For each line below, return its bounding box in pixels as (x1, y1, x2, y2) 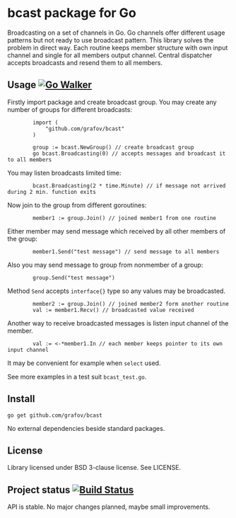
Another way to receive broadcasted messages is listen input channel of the (7, 318, 229, 327)
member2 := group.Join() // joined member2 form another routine (33, 300, 230, 307)
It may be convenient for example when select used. (7, 359, 161, 367)
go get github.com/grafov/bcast (7, 412, 102, 419)
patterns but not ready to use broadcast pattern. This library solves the (7, 35, 214, 44)
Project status (7, 483, 71, 496)
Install (7, 393, 35, 405)
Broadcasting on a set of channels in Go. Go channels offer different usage (7, 28, 225, 37)
